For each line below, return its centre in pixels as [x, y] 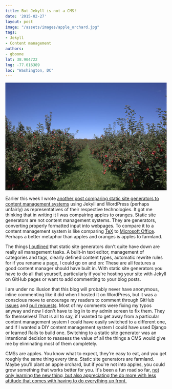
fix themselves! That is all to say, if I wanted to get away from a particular [82, 316]
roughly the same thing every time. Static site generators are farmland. [80, 359]
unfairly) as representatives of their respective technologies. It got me [79, 209]
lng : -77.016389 [23, 65]
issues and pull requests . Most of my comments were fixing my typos [79, 305]
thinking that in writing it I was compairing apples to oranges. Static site [81, 215]
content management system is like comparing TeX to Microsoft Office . [80, 231]
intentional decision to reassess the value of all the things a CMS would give [85, 338]
